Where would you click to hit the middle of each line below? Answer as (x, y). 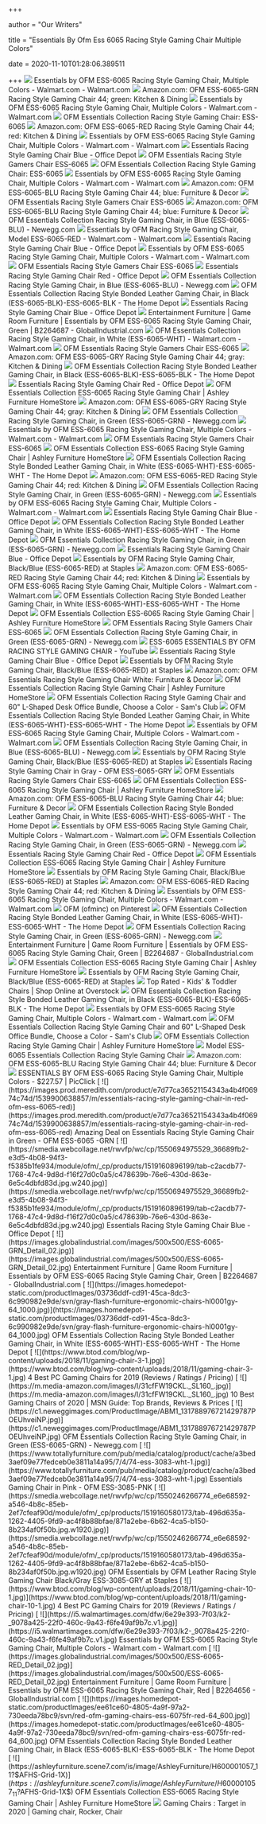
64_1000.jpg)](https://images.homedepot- (77, 1310)
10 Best (242, 1394)
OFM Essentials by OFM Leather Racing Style (182, 1572)
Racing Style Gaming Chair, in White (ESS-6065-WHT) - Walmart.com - (125, 339)
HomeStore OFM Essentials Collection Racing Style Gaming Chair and (127, 698)
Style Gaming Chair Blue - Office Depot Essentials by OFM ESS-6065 (126, 248)
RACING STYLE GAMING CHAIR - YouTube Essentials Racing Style (122, 651)
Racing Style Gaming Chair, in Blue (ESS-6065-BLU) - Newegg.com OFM (133, 285)
